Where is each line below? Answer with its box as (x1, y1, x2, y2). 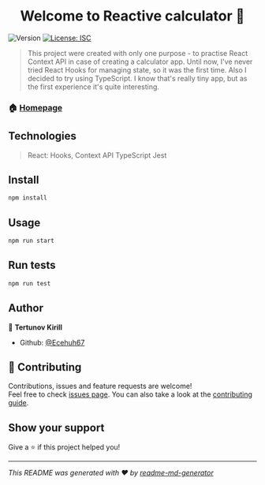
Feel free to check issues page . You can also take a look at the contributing (8, 390, 252, 399)
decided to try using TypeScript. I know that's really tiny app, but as (27, 73, 248, 83)
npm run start (8, 237, 55, 245)
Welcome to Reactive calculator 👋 (20, 7, 245, 25)
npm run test (8, 279, 51, 287)
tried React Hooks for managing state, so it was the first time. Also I (27, 65, 247, 74)
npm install (8, 194, 47, 202)
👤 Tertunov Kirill (8, 323, 63, 332)
